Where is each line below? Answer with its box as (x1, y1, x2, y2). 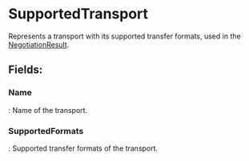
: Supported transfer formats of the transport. (8, 143, 159, 153)
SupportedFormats (8, 125, 84, 136)
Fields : (8, 63, 43, 77)
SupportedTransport (8, 5, 149, 23)
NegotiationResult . (8, 39, 70, 49)
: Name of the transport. (8, 105, 88, 115)
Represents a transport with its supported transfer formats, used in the (8, 31, 242, 41)
